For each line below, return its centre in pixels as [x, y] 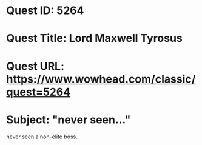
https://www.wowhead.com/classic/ [101, 79]
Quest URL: [35, 66]
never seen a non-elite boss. [42, 137]
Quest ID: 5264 [45, 11]
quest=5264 [39, 92]
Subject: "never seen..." [69, 120]
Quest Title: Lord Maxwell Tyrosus [95, 39]
